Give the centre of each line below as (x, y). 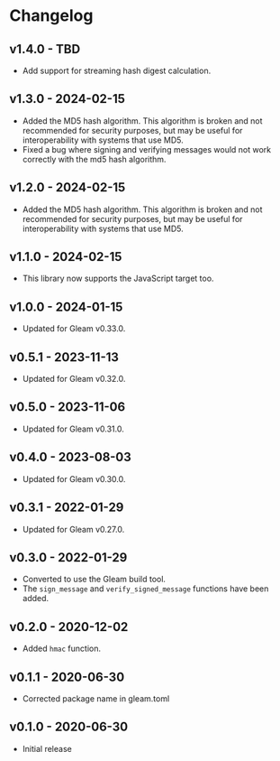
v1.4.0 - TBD (45, 49)
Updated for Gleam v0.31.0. (73, 429)
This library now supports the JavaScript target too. (118, 278)
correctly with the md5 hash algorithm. (94, 159)
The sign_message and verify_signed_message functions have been (145, 589)
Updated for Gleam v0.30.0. (74, 478)
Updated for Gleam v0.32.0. (74, 379)
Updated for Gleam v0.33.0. (74, 329)
